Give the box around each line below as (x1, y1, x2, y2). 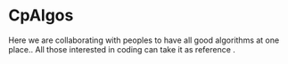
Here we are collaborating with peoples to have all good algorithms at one (8, 35, 280, 45)
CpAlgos (8, 5, 74, 26)
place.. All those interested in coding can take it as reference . (8, 44, 235, 54)
